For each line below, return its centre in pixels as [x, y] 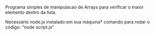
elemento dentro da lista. [31, 12]
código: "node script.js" [30, 27]
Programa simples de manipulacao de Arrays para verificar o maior [74, 7]
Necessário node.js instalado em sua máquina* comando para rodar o [77, 22]
